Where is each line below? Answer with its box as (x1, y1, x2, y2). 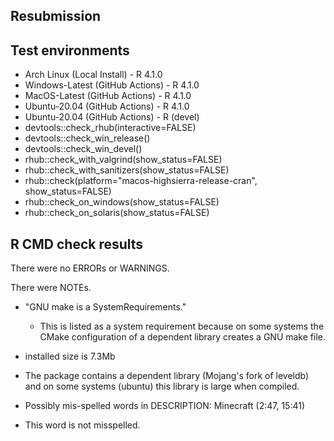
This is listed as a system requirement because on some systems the (39, 320, 325, 333)
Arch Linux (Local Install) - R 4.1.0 (24, 69, 163, 81)
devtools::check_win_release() (24, 132, 151, 144)
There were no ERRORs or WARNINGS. (10, 262, 170, 274)
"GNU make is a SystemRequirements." (24, 301, 187, 313)
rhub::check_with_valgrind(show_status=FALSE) (24, 154, 223, 166)
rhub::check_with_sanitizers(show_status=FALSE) (24, 164, 230, 176)
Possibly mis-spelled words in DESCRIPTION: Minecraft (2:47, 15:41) (24, 400, 306, 412)
